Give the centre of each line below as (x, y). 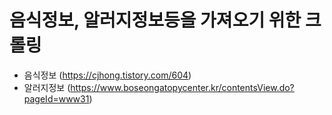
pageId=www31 (56, 98)
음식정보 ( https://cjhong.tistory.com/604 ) (107, 75)
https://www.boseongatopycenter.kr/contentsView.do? (182, 87)
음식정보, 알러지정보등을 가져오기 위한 (155, 20)
